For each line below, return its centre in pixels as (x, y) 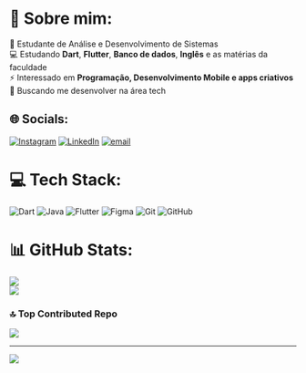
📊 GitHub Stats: (71, 249)
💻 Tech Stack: (66, 179)
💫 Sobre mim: (61, 19)
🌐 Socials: (39, 119)
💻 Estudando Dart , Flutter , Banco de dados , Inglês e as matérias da (139, 54)
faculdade (28, 67)
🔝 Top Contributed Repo (64, 314)
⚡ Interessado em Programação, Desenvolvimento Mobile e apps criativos (152, 78)
